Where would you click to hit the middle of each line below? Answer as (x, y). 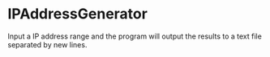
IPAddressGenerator (77, 14)
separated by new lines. (47, 44)
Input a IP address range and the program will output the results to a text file (135, 36)
